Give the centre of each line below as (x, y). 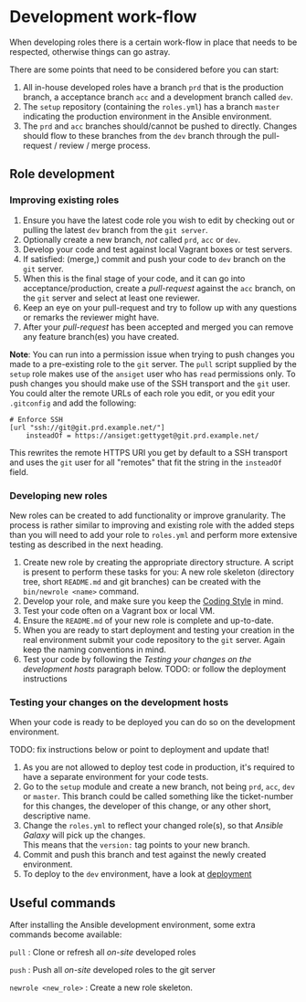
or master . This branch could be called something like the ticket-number (158, 796)
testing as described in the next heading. (86, 544)
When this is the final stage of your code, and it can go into (134, 278)
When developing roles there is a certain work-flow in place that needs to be (153, 42)
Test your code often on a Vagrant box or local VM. (119, 610)
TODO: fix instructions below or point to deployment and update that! (139, 750)
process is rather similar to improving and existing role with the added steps (152, 525)
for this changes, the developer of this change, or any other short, (147, 807)
